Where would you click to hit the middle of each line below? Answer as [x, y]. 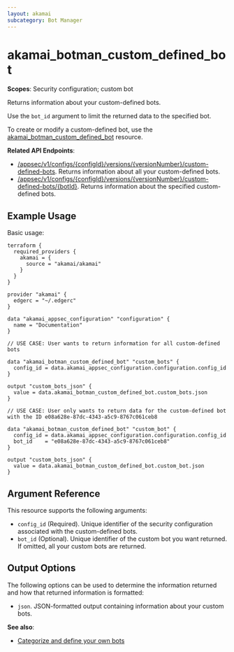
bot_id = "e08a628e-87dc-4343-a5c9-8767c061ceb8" [92, 441]
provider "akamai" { [37, 295]
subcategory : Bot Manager [45, 20]
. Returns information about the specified [136, 187]
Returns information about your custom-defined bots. [84, 103]
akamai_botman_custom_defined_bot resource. [75, 137]
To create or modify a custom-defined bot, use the [80, 129]
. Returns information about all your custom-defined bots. [138, 171]
